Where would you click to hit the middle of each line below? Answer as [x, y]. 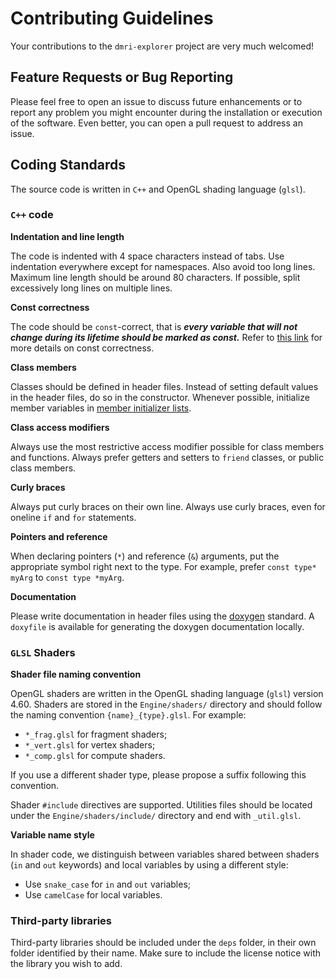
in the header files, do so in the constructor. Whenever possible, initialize [160, 397]
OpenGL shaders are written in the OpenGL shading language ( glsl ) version [167, 694]
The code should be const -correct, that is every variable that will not [154, 326]
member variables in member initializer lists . [101, 408]
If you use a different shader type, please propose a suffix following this [158, 775]
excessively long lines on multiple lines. [91, 288]
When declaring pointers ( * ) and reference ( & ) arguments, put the [145, 556]
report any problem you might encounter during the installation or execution [166, 112]
